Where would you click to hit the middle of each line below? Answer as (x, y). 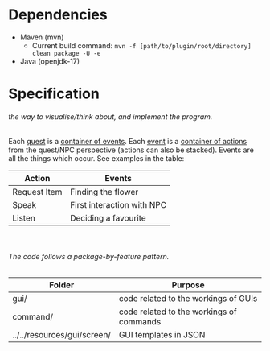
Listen (24, 218)
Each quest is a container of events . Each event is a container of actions (128, 142)
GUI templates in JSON (162, 334)
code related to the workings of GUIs (188, 298)
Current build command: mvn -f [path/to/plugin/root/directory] (141, 45)
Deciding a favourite (108, 218)
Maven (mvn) (42, 37)
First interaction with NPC (118, 205)
